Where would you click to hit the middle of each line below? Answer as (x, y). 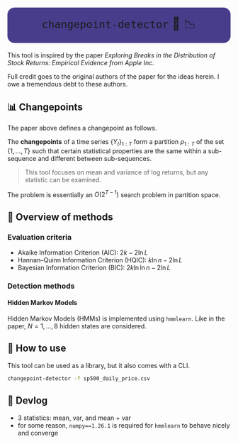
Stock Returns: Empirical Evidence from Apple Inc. (81, 62)
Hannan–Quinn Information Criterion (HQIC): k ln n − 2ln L (100, 260)
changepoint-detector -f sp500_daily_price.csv (79, 378)
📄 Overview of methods (60, 217)
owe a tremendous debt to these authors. (68, 84)
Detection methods (41, 286)
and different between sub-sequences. (95, 158)
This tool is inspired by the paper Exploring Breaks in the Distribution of (112, 55)
